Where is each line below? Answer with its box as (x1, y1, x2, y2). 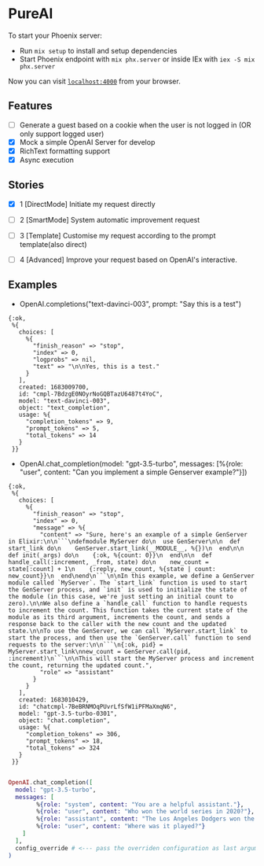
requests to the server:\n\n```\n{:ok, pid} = (8, 640, 163, 649)
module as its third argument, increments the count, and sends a (8, 613, 230, 621)
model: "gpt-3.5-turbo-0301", (18, 709, 118, 717)
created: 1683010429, (18, 695, 90, 704)
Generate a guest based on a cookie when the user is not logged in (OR (19, 120, 251, 130)
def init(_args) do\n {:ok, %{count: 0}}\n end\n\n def (8, 551, 213, 559)
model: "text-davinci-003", (18, 396, 111, 405)
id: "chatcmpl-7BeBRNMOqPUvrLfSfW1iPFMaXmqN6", (18, 702, 178, 710)
